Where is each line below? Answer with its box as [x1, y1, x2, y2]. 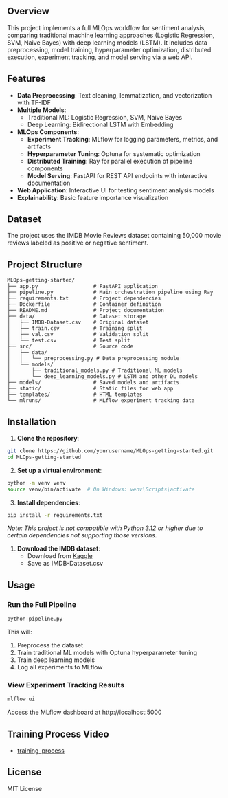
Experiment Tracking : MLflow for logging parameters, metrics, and [27, 135, 218, 143]
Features [7, 73, 46, 85]
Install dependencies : [16, 498, 80, 507]
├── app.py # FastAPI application [7, 283, 158, 290]
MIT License [7, 784, 43, 793]
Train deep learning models [16, 656, 95, 664]
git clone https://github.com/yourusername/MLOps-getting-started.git [7, 447, 214, 454]
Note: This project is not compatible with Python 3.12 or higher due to [7, 524, 203, 532]
